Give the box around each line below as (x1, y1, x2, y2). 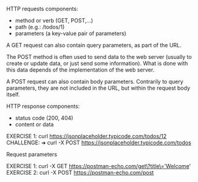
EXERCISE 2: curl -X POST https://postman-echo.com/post (6, 169, 154, 176)
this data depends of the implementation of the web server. (6, 66, 155, 73)
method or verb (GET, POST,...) (15, 17, 94, 24)
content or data (15, 121, 54, 128)
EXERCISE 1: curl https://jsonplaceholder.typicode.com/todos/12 (6, 133, 167, 140)
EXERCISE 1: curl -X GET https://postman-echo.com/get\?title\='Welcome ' (6, 163, 191, 169)
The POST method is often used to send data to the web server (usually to (6, 53, 193, 60)
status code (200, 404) (15, 115, 73, 121)
